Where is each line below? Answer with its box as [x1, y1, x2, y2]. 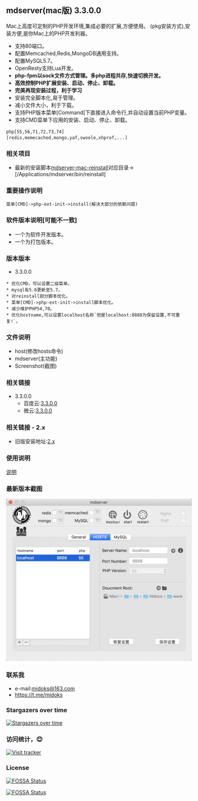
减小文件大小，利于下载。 [14, 101, 77, 108]
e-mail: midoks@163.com [14, 685, 75, 692]
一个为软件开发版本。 [14, 231, 67, 238]
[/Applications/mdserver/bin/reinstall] [14, 171, 106, 178]
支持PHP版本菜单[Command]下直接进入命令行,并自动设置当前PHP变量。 [14, 109, 190, 116]
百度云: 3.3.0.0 [23, 400, 58, 407]
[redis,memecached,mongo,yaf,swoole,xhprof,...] [6, 135, 128, 141]
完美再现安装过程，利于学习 [14, 86, 82, 93]
